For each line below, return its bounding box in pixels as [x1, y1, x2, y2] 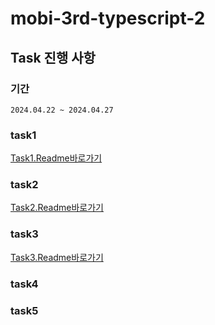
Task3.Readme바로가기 [10, 251, 104, 263]
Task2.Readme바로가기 [10, 202, 105, 214]
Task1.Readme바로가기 [10, 152, 103, 164]
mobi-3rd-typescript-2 [10, 7, 206, 30]
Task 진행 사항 [10, 49, 96, 66]
